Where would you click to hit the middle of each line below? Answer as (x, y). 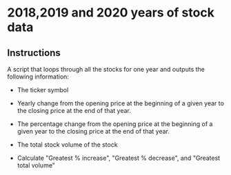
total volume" (36, 165)
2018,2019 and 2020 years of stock (111, 13)
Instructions (34, 53)
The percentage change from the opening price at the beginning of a (115, 124)
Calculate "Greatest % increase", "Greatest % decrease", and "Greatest (119, 158)
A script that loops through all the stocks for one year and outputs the (106, 69)
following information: (38, 76)
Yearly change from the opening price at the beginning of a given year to (120, 103)
